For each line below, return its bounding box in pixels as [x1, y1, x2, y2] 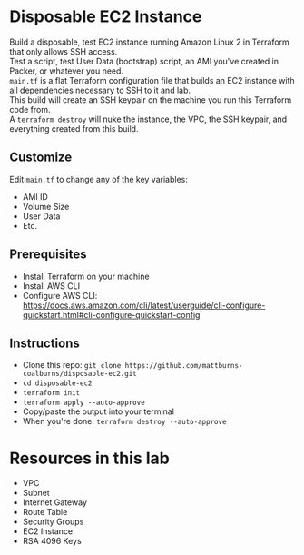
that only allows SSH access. [9, 45, 118, 56]
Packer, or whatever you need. [9, 65, 124, 76]
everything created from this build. [9, 123, 139, 134]
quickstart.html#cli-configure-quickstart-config [22, 309, 201, 320]
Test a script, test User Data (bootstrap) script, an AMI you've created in [9, 55, 279, 66]
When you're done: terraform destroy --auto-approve [22, 416, 227, 427]
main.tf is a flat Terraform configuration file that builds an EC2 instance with [9, 74, 295, 85]
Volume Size [22, 201, 70, 212]
